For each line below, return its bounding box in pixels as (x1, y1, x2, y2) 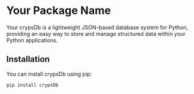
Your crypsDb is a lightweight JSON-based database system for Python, (6, 24, 189, 31)
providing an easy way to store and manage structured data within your (6, 30, 186, 37)
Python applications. (6, 36, 58, 44)
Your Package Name (6, 4, 111, 18)
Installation (6, 54, 50, 64)
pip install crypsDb (6, 82, 59, 88)
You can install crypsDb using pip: (6, 70, 92, 78)
